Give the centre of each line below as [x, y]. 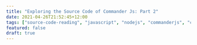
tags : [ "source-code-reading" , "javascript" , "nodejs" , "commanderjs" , [95, 22]
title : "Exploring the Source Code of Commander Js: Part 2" [82, 11]
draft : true [21, 33]
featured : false [26, 28]
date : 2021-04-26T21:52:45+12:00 [47, 17]
